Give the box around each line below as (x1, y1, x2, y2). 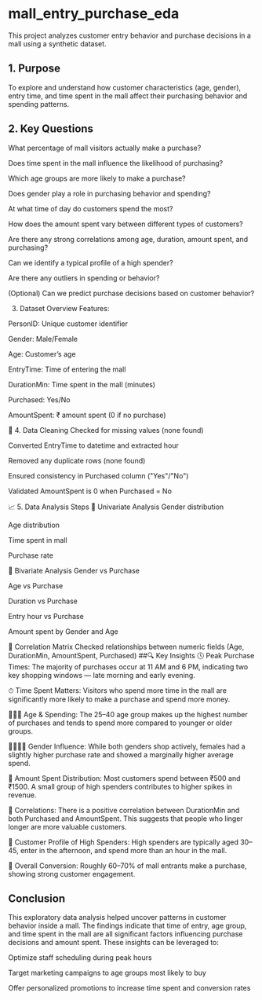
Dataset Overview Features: (19, 303, 110, 313)
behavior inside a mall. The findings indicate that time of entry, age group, (8, 921, 247, 931)
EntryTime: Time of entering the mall (8, 364, 126, 374)
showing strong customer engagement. (8, 869, 136, 878)
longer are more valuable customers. (8, 822, 127, 831)
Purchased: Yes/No (8, 394, 71, 405)
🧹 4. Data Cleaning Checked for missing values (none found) (8, 425, 204, 434)
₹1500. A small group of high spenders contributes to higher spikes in (8, 782, 233, 791)
